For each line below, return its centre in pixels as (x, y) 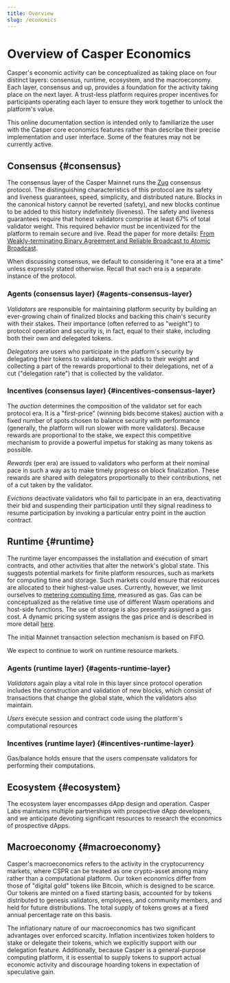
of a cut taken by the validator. (50, 485)
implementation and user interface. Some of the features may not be (104, 137)
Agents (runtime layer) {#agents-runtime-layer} (89, 668)
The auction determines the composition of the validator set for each (105, 406)
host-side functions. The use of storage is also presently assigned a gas (109, 609)
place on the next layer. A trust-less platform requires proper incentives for (113, 95)
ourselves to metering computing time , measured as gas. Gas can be (105, 594)
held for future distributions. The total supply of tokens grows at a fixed (108, 907)
